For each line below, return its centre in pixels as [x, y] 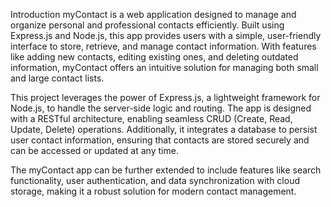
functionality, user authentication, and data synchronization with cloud [155, 180]
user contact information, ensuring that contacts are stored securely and [160, 140]
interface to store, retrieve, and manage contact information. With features [163, 46]
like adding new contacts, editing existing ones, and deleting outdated [154, 57]
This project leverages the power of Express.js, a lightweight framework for [165, 97]
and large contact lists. [57, 78]
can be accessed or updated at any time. [94, 150]
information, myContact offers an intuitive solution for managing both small [164, 67]
